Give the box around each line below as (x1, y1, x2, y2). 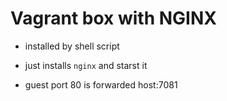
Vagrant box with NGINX (10, 7, 217, 30)
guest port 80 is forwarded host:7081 (24, 78, 178, 91)
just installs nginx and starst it (24, 59, 148, 71)
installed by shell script (24, 40, 120, 52)
